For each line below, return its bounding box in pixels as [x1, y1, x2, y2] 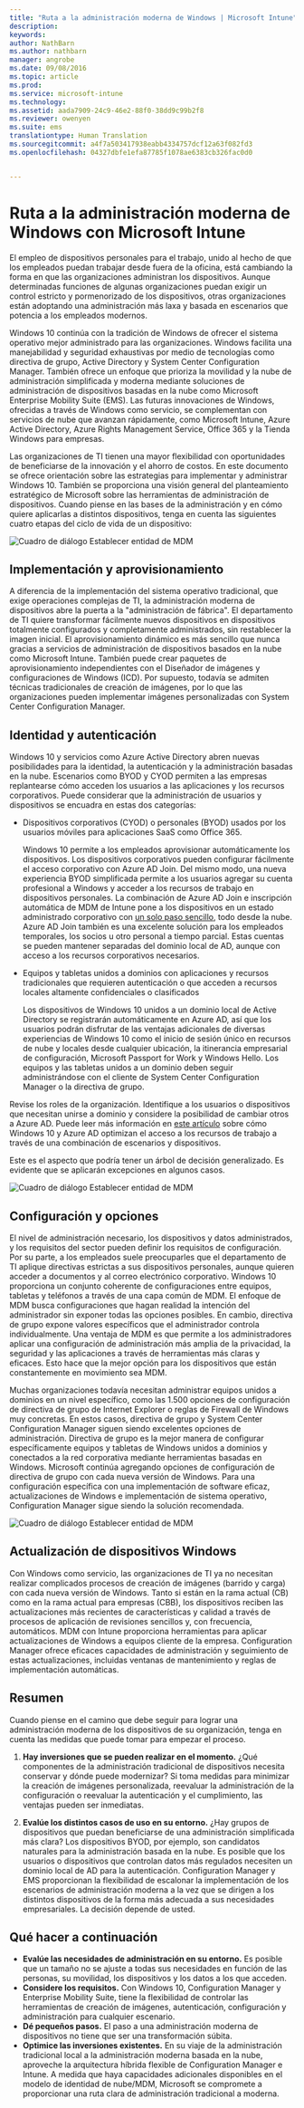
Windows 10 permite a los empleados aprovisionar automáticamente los [22, 844, 291, 856]
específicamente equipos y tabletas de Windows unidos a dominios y [9, 1442, 268, 1453]
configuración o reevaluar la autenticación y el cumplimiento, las [22, 1789, 263, 1800]
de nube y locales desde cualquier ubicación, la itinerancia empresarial [22, 1043, 288, 1054]
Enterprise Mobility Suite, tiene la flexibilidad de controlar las [22, 1992, 249, 2003]
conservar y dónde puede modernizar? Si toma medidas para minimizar [22, 1770, 290, 1781]
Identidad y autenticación [9, 727, 157, 743]
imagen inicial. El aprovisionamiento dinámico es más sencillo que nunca [9, 634, 280, 645]
